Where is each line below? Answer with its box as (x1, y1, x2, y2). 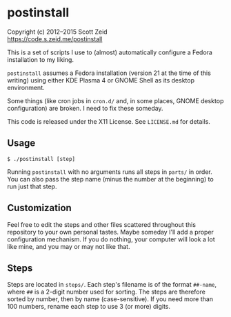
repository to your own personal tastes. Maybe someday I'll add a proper (7, 228, 214, 236)
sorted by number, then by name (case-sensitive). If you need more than (7, 295, 214, 303)
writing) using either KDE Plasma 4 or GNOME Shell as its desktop (7, 76, 195, 84)
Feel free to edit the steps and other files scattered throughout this (7, 220, 197, 228)
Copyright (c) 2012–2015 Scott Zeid (7, 28, 108, 36)
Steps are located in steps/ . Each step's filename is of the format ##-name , (7, 281, 217, 289)
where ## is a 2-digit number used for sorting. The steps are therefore (7, 287, 205, 296)
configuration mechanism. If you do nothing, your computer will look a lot (7, 235, 215, 243)
